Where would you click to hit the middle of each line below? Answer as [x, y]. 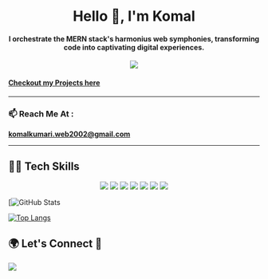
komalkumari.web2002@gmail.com [69, 134]
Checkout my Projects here [54, 82]
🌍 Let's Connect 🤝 [55, 244]
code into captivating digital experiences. [134, 47]
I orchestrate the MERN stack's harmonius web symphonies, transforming [134, 38]
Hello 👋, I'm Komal [134, 16]
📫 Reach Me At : [41, 113]
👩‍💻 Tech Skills [44, 167]
